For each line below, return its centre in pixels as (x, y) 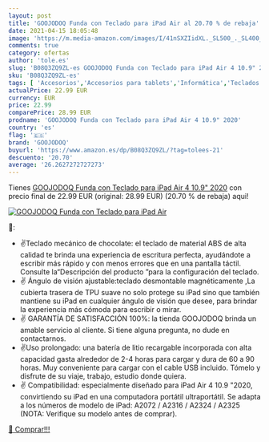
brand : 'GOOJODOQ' (39, 142)
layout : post (30, 16)
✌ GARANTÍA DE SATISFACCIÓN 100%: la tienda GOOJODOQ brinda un (138, 318)
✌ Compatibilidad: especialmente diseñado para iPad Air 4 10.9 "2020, (137, 385)
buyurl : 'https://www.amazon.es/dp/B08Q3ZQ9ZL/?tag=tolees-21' (116, 150)
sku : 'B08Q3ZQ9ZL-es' (44, 75)
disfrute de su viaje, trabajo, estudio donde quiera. (103, 376)
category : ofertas (39, 53)
